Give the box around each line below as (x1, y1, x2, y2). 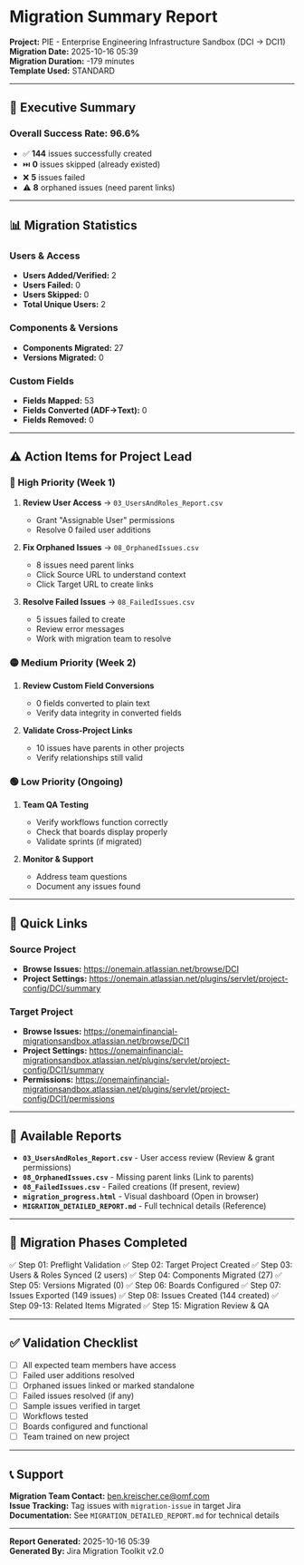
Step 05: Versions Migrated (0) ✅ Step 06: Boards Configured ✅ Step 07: (9, 1279, 282, 1290)
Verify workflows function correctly (35, 817, 169, 828)
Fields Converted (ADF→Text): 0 (22, 404, 147, 415)
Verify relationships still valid (35, 752, 143, 763)
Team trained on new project (22, 1431, 130, 1443)
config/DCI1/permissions (22, 1094, 115, 1104)
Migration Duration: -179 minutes (9, 55, 135, 66)
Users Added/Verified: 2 (22, 270, 117, 281)
